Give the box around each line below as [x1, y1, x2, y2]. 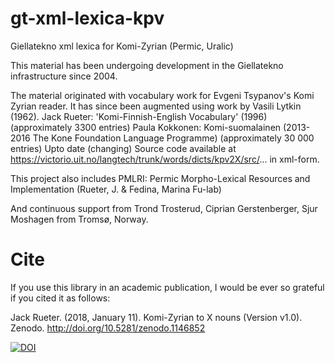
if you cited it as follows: [10, 292, 111, 304]
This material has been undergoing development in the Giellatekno [10, 59, 284, 71]
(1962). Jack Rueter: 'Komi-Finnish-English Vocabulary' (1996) [10, 110, 268, 122]
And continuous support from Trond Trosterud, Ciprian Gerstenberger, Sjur [10, 202, 318, 214]
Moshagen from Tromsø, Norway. [10, 213, 149, 225]
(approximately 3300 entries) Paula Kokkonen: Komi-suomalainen [10, 121, 282, 133]
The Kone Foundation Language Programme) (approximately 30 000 [32, 132, 315, 144]
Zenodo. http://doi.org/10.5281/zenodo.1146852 [10, 322, 206, 334]
